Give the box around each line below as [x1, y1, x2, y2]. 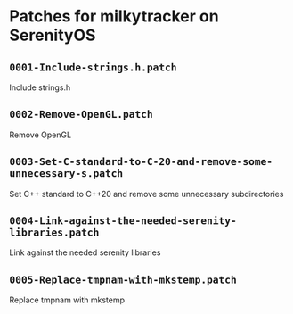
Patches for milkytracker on [9, 6, 220, 27]
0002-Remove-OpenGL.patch [9, 108, 153, 121]
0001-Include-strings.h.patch [9, 61, 177, 73]
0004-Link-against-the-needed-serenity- [9, 214, 238, 227]
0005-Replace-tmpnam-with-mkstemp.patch [9, 273, 238, 286]
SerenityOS [9, 25, 96, 45]
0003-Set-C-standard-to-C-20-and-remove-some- [9, 155, 273, 169]
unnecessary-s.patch [9, 167, 124, 180]
